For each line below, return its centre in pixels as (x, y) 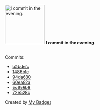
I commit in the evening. (70, 43)
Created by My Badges (28, 102)
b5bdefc (21, 66)
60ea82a (21, 82)
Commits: (15, 57)
